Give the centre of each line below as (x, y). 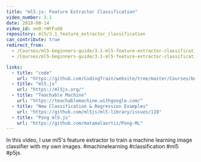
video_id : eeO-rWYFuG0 (34, 28)
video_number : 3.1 (29, 17)
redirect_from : (25, 46)
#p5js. (14, 153)
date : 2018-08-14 (28, 23)
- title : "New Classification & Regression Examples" (80, 106)
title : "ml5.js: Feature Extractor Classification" (72, 12)
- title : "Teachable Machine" (49, 95)
